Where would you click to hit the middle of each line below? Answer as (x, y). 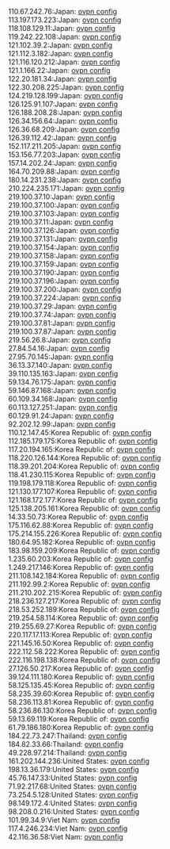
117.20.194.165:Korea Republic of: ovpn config (82, 449)
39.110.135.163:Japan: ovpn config (63, 373)
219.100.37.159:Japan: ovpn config (64, 264)
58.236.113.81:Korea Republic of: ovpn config (81, 702)
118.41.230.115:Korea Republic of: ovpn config (82, 474)
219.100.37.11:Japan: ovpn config (61, 222)
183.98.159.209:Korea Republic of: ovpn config (84, 551)
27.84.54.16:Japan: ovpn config (59, 348)
